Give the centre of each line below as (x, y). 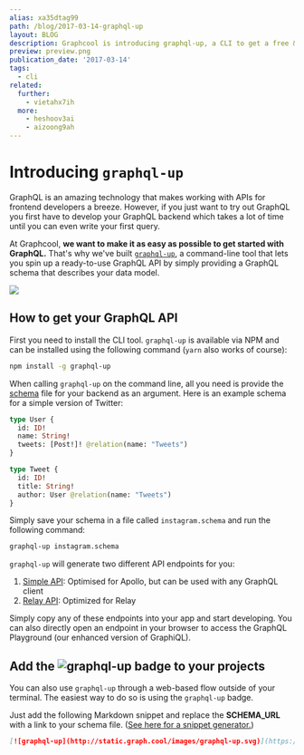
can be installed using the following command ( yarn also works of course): (148, 349)
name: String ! (44, 436)
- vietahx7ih (50, 102)
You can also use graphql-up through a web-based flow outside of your (142, 688)
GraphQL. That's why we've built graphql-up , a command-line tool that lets (149, 253)
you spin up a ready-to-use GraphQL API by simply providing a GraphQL (144, 263)
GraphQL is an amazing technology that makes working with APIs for (138, 197)
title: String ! (46, 486)
